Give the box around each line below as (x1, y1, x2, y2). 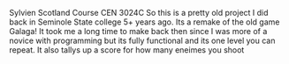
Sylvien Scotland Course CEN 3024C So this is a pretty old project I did (9, 8, 269, 18)
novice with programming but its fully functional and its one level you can (9, 35, 276, 46)
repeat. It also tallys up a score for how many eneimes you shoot (9, 45, 245, 55)
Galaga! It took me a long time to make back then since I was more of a (9, 26, 268, 36)
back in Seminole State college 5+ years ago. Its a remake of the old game (9, 17, 280, 27)
